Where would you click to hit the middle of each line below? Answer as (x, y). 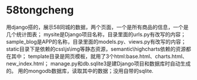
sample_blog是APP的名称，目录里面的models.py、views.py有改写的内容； (96, 41)
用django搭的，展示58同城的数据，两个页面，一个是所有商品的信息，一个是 (98, 27)
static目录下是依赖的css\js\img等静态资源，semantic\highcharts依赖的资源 (96, 49)
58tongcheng (40, 10)
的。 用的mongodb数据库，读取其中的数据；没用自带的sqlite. (80, 71)
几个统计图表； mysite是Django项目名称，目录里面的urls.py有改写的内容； (96, 34)
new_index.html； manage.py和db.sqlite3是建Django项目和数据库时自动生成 (98, 63)
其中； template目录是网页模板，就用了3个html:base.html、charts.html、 (99, 56)
